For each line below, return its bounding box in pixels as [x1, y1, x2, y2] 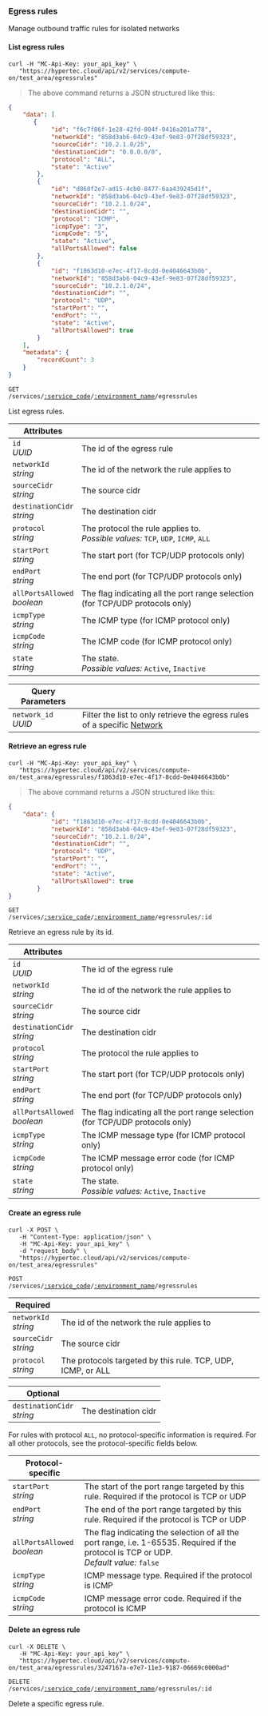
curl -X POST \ [8, 1226, 59, 1234]
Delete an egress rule [8, 1625, 81, 1634]
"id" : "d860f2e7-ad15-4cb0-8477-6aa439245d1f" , [50, 186, 213, 194]
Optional [26, 1387, 60, 1399]
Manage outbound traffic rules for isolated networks [8, 24, 180, 34]
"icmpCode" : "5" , [50, 229, 109, 237]
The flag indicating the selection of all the [84, 1526, 239, 1538]
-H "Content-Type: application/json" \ [18, 1233, 152, 1241]
